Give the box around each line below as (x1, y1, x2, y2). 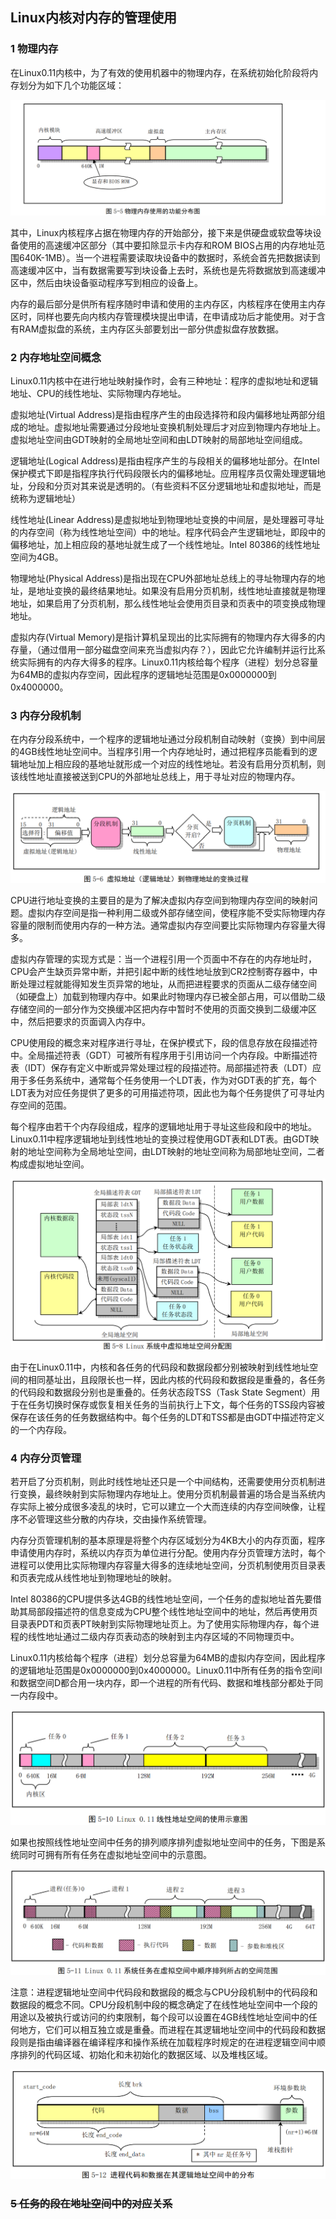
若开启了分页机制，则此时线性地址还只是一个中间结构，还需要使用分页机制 (10, 1476, 317, 1488)
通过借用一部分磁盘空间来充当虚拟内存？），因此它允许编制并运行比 (40, 644, 317, 656)
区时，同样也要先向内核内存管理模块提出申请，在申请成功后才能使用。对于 (10, 310, 317, 322)
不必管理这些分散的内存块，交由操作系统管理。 (18, 1513, 212, 1525)
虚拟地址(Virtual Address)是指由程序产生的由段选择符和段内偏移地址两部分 (10, 409, 317, 421)
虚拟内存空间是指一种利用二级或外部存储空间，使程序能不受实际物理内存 (27, 907, 326, 919)
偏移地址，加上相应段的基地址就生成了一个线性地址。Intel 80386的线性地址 (10, 539, 321, 551)
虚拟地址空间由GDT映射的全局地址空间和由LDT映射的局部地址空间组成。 (10, 434, 308, 446)
